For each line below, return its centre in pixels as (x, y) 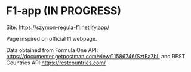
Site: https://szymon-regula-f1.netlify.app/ (58, 27)
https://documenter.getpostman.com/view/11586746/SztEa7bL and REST (96, 56)
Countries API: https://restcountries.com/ (56, 63)
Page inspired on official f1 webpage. (52, 38)
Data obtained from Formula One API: (52, 50)
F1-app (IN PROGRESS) (64, 11)
